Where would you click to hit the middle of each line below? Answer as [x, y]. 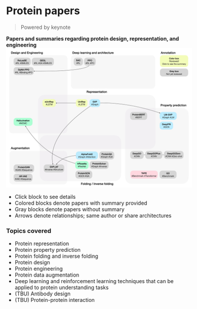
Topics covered [29, 231]
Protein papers [43, 11]
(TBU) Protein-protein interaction [55, 300]
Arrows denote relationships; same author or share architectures [93, 215]
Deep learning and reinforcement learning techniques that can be [94, 281]
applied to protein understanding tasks [62, 288]
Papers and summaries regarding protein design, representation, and [93, 38]
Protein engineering [39, 269]
